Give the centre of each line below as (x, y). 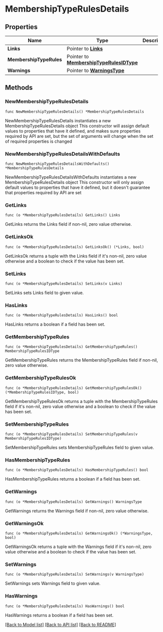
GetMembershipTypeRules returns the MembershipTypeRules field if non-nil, (81, 360)
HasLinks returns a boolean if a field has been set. (55, 324)
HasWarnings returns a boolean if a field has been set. (59, 615)
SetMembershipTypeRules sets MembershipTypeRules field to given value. (80, 448)
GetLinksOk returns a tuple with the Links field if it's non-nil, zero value (76, 256)
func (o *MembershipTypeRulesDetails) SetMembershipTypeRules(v (71, 434)
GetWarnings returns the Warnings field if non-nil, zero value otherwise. (77, 511)
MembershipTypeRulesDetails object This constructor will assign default (77, 126)
